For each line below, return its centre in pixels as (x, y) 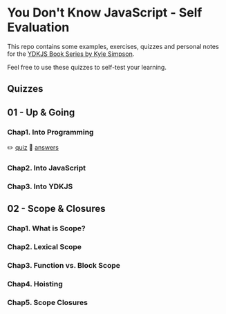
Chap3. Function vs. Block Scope (64, 266)
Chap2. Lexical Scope (44, 247)
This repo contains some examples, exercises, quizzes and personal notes (113, 46)
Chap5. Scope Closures (48, 302)
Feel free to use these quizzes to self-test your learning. (87, 67)
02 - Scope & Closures (56, 209)
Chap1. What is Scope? (47, 228)
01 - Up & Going (41, 112)
